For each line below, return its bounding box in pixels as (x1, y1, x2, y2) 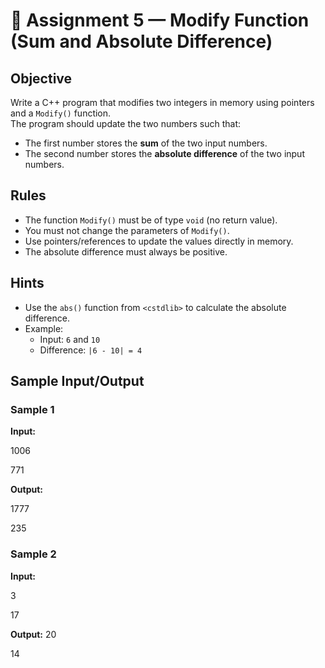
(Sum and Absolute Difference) (10, 30, 273, 53)
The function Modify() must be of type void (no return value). (24, 214, 278, 226)
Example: (24, 322, 64, 334)
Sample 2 (10, 547, 57, 561)
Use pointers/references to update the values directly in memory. (24, 235, 294, 247)
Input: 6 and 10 (39, 333, 101, 345)
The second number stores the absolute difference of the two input (24, 148, 305, 159)
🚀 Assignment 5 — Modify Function (10, 9, 310, 32)
